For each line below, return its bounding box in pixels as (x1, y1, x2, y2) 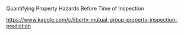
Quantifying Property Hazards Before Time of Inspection (6, 5, 144, 12)
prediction (6, 23, 31, 29)
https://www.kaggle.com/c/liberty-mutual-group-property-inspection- (6, 16, 178, 23)
